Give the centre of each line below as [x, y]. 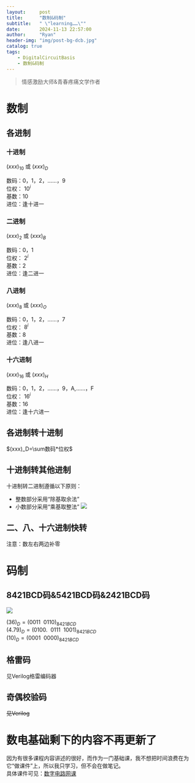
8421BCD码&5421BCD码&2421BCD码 [78, 595]
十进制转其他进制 [39, 470]
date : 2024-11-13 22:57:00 [49, 29]
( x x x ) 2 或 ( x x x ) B [26, 237]
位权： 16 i [19, 396]
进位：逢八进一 [25, 342]
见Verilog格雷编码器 [32, 676]
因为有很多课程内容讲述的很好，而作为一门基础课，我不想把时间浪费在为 [97, 758]
